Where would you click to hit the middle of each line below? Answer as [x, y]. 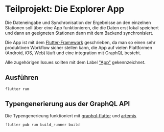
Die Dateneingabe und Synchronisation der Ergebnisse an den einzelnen [78, 22]
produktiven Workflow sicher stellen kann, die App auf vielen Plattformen [79, 47]
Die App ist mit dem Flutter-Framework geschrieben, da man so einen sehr [80, 42]
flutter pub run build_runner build [42, 125]
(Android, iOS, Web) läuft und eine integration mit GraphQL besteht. [73, 53]
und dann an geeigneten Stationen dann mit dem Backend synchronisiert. [79, 33]
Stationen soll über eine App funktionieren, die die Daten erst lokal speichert [82, 27]
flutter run [17, 89]
